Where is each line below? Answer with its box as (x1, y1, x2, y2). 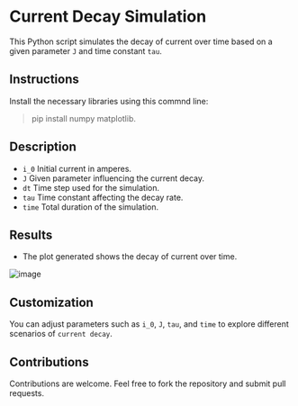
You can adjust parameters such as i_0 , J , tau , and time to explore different (9, 319, 290, 329)
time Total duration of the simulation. (22, 201, 159, 212)
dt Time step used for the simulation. (22, 182, 160, 193)
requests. (9, 388, 45, 398)
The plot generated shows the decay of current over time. (22, 251, 238, 262)
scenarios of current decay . (9, 329, 113, 339)
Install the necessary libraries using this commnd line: (9, 95, 209, 106)
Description (9, 140, 77, 155)
